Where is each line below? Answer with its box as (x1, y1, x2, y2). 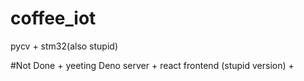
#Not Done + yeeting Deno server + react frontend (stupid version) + (10, 59, 295, 71)
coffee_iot (10, 7, 97, 30)
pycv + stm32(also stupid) (10, 40, 119, 52)
